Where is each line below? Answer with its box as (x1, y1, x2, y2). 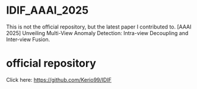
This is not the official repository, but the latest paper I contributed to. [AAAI (6, 23, 192, 30)
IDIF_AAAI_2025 (6, 4, 89, 17)
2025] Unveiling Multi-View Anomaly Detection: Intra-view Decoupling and (6, 29, 189, 36)
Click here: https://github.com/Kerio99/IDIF (6, 76, 112, 83)
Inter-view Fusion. (6, 36, 50, 43)
